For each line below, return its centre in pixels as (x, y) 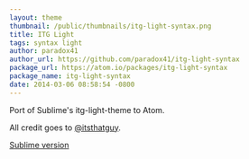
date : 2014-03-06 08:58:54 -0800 (72, 84)
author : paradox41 (44, 51)
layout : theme (36, 18)
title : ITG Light (42, 34)
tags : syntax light (46, 43)
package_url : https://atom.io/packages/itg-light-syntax (119, 68)
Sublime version (39, 145)
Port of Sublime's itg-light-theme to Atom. (87, 110)
